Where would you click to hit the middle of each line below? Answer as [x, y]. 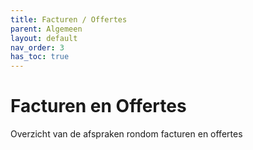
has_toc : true [40, 57]
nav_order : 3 [37, 47]
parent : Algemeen [46, 29]
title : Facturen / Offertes [69, 19]
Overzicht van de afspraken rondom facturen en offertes [126, 134]
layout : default [44, 38]
